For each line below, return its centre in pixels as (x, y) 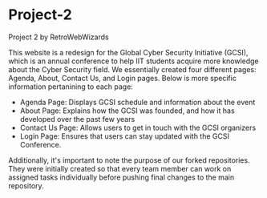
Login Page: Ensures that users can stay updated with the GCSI (125, 136)
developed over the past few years (77, 119)
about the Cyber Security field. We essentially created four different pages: (132, 69)
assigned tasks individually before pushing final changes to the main (121, 177)
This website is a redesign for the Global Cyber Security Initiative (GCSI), (128, 52)
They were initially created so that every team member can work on (120, 168)
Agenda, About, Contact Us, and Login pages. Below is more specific (122, 78)
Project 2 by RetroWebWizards (59, 37)
